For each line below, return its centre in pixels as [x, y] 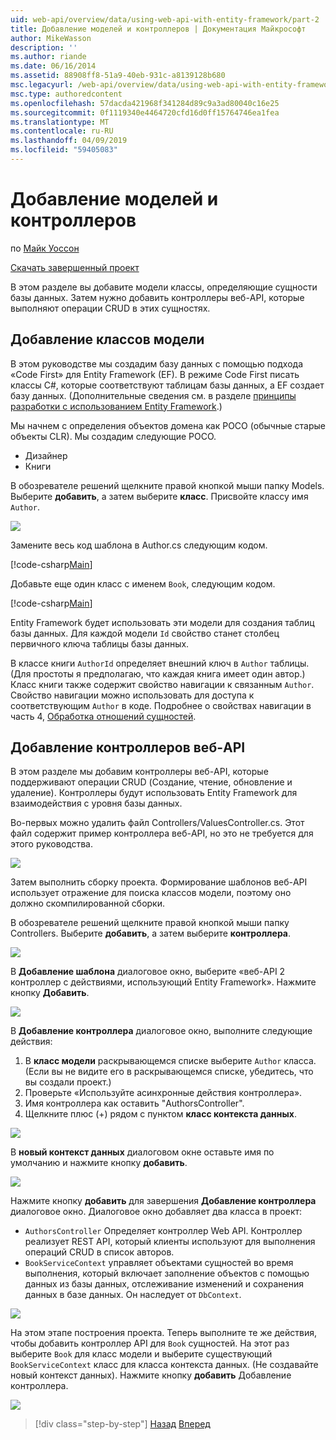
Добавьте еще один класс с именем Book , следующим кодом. [143, 583]
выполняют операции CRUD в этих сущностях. [110, 308]
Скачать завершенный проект [75, 267]
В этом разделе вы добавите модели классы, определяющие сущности [164, 287]
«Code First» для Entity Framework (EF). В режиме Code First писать [155, 374]
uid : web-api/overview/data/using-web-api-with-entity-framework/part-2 [165, 19]
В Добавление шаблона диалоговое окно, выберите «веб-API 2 [148, 972]
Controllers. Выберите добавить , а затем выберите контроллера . [151, 933]
